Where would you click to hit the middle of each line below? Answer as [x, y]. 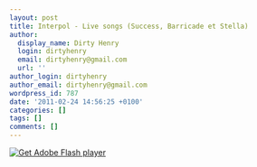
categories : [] [38, 110]
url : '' [32, 69]
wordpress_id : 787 [44, 93]
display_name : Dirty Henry [68, 43]
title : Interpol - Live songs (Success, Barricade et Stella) [129, 26]
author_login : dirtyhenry [58, 77]
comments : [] [34, 127]
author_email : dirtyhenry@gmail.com [78, 85]
